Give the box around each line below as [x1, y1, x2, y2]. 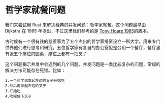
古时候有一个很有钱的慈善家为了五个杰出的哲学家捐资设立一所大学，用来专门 [5, 38, 161, 44]
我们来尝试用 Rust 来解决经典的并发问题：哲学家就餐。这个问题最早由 [5, 22, 146, 28]
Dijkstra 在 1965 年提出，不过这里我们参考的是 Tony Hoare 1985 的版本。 [5, 28, 152, 34]
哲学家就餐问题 [5, 4, 66, 16]
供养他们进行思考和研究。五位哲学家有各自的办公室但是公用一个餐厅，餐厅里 [5, 44, 161, 50]
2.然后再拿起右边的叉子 [5, 83, 47, 88]
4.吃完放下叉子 [5, 94, 32, 99]
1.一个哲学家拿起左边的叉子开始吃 [5, 78, 65, 83]
